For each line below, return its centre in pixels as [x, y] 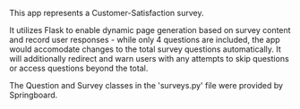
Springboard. [34, 95]
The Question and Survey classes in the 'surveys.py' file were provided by [146, 85]
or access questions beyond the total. [79, 68]
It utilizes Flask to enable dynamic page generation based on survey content [150, 30]
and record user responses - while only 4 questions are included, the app [145, 40]
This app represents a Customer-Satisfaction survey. [107, 13]
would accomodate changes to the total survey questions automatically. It [146, 49]
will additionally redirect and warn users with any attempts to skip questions [149, 59]
